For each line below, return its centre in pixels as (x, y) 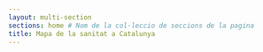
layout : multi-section (50, 17)
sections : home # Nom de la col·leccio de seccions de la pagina (131, 26)
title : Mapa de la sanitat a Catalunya (82, 33)
